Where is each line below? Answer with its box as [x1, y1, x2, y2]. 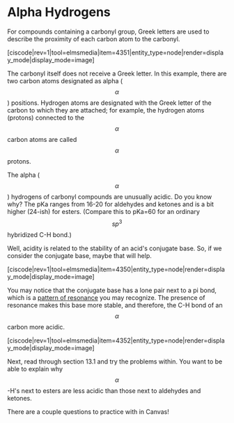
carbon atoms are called [7, 135, 77, 143]
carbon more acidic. [7, 322, 65, 331]
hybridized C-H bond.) [7, 230, 72, 238]
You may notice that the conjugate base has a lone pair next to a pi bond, [7, 286, 217, 294]
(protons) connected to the [7, 113, 85, 122]
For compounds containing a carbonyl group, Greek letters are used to [7, 27, 210, 36]
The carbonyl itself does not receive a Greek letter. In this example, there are [7, 69, 227, 78]
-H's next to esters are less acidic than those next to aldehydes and [7, 386, 201, 395]
